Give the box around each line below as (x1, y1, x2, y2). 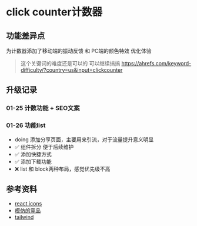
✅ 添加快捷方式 (14, 151, 52, 158)
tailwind (14, 214, 34, 221)
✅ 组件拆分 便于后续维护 (14, 143, 74, 150)
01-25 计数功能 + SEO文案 (6, 104, 81, 112)
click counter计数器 (6, 5, 103, 19)
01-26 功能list (6, 121, 46, 129)
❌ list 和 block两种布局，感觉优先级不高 (14, 165, 111, 172)
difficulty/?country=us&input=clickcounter (20, 67, 123, 74)
